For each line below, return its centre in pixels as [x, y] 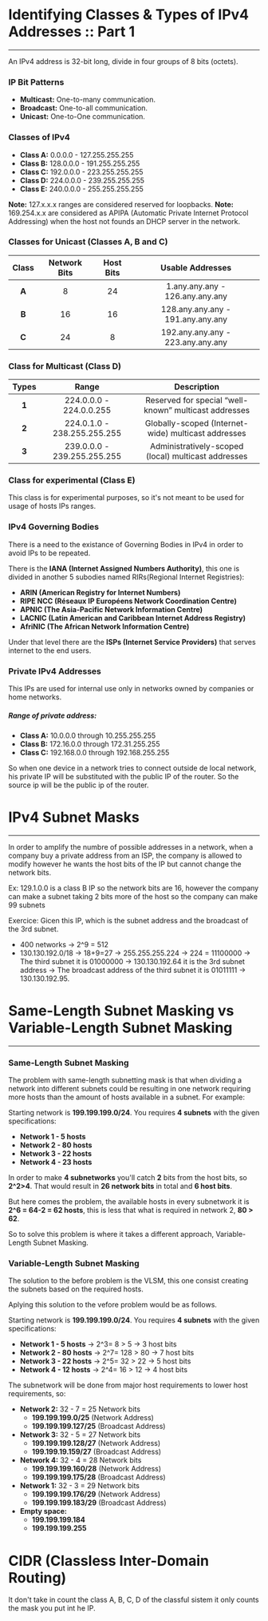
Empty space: [43, 1511]
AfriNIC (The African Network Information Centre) [104, 626]
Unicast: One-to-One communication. [83, 117]
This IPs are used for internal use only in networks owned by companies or [131, 689]
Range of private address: [53, 715]
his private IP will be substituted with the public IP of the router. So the [124, 776]
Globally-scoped [177, 423]
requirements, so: [37, 1394]
